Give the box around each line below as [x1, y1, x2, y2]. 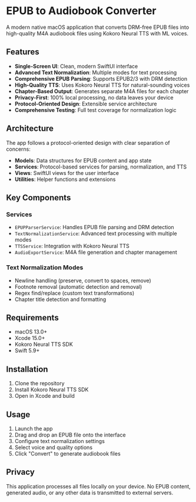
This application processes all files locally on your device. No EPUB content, [6, 483, 191, 490]
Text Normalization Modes [6, 263, 84, 272]
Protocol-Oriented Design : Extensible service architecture [14, 100, 157, 107]
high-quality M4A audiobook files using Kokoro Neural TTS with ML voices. [6, 29, 189, 37]
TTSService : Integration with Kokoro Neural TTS [14, 243, 129, 250]
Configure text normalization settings [14, 437, 105, 444]
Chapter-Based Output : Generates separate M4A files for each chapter [14, 87, 189, 95]
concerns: [6, 146, 31, 153]
